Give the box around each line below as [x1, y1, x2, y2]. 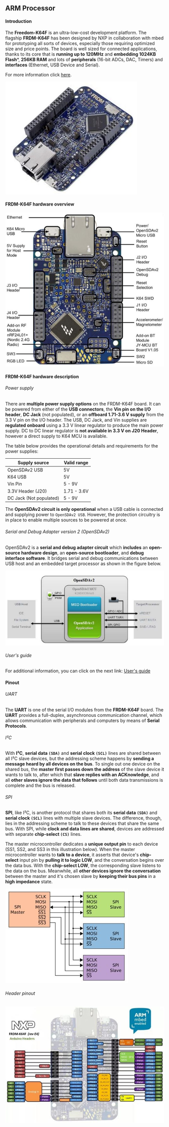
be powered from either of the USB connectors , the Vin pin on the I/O [5, 406, 151, 412]
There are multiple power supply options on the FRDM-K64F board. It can [5, 401, 161, 407]
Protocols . [5, 723, 28, 729]
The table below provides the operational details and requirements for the [5, 443, 158, 449]
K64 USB [7, 474, 27, 480]
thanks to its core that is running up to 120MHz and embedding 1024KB [5, 51, 156, 57]
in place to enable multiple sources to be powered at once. [5, 517, 127, 523]
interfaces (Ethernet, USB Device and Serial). [5, 62, 100, 68]
